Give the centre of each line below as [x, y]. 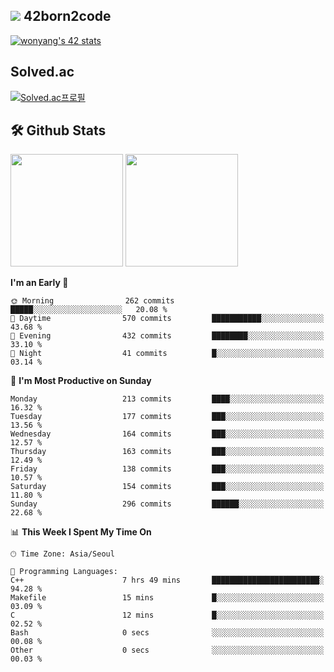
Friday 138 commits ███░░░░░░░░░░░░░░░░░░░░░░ [167, 469]
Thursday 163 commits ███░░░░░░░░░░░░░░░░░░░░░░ [167, 452]
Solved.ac [42, 72]
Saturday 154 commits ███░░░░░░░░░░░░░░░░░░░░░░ [167, 487]
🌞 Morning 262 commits [92, 301]
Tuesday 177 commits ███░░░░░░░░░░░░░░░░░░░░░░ [167, 417]
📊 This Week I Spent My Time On [81, 532]
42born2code [67, 16]
